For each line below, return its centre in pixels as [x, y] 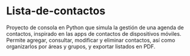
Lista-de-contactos [56, 11]
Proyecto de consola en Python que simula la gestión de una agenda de [95, 27]
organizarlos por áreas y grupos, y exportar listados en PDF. [81, 46]
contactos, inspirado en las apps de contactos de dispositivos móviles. [94, 33]
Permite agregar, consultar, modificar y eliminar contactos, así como [91, 40]
